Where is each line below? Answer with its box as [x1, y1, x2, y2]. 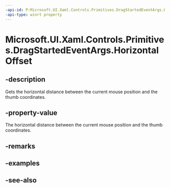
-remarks [5, 142, 35, 150]
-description [5, 75, 46, 84]
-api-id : [5, 7, 24, 13]
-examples [5, 159, 40, 168]
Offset [5, 55, 32, 67]
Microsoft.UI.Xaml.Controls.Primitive [5, 34, 164, 45]
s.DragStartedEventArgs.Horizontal [5, 44, 159, 56]
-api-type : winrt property [5, 12, 62, 17]
